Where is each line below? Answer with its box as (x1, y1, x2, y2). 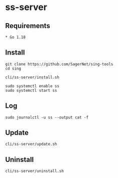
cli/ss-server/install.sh (5, 75, 59, 80)
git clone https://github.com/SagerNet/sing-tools (5, 62, 113, 67)
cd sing (5, 66, 22, 71)
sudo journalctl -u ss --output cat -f (5, 115, 89, 120)
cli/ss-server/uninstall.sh (5, 168, 64, 174)
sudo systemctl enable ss (5, 83, 59, 89)
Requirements (5, 22, 50, 30)
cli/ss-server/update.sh (5, 142, 57, 147)
